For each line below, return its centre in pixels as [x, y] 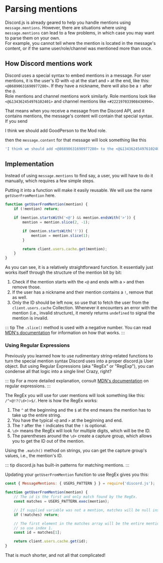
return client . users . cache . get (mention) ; [65, 249]
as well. [20, 298]
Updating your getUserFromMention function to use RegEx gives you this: [77, 475]
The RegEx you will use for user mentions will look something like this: [75, 395]
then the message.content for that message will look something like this [76, 140]
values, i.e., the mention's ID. [34, 456]
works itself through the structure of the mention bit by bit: [64, 272]
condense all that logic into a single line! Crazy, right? [58, 372]
